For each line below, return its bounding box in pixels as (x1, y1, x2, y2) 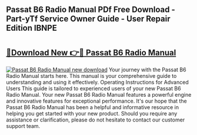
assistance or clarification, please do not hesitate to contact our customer (6, 116, 185, 123)
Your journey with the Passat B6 (108, 66, 186, 73)
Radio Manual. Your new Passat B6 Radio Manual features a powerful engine (6, 91, 192, 98)
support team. (6, 123, 41, 129)
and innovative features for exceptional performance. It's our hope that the (6, 97, 187, 104)
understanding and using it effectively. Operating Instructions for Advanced (6, 79, 189, 85)
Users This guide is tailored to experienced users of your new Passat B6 (6, 85, 181, 92)
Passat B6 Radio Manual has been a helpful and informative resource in (6, 104, 179, 111)
